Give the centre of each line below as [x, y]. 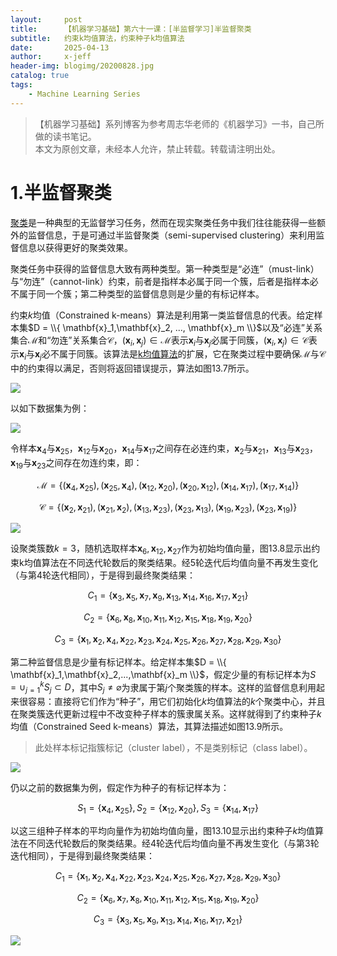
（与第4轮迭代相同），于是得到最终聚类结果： [103, 575]
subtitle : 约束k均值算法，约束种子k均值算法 [97, 38]
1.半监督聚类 [61, 192]
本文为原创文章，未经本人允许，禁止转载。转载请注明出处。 [157, 148]
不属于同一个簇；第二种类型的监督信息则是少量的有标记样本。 [137, 293]
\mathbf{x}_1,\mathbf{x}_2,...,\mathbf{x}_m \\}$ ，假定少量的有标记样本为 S [163, 674]
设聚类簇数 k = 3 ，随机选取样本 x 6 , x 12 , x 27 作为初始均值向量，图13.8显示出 [161, 549]
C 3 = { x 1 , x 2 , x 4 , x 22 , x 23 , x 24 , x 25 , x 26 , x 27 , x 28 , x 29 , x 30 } [168, 639]
